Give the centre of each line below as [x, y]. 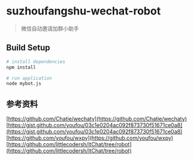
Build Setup [28, 48]
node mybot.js [24, 84]
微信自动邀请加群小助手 [50, 28]
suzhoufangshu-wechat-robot [83, 11]
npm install [21, 67]
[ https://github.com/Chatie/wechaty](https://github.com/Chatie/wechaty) [96, 119]
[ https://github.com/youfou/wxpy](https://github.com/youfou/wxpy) [90, 138]
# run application [29, 78]
